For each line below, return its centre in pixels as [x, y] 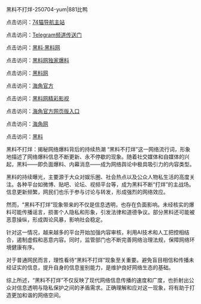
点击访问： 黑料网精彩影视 [38, 98]
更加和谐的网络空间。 [37, 295]
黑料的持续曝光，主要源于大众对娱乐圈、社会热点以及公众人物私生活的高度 [98, 177]
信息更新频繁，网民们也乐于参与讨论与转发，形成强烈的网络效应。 [87, 192]
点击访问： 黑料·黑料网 [33, 48]
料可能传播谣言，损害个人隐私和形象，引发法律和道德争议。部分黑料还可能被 [100, 212]
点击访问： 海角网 [27, 124]
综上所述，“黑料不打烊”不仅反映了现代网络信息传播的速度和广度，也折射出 [98, 280]
